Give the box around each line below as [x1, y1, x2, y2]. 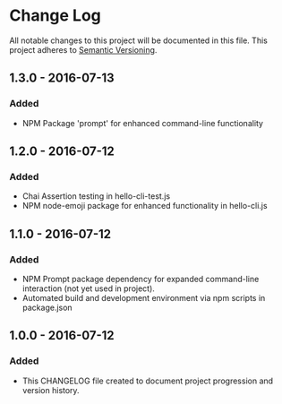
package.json [21, 302, 73, 313]
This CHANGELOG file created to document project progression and [21, 375, 274, 386]
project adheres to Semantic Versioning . [9, 44, 158, 55]
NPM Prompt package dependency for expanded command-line [21, 274, 260, 284]
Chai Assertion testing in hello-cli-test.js [21, 191, 171, 202]
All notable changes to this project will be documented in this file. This [9, 35, 269, 46]
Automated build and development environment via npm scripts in [21, 293, 266, 303]
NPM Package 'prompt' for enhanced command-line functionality [21, 117, 264, 128]
